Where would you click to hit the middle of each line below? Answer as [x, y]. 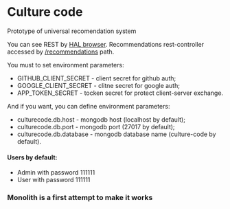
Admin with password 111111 [56, 173]
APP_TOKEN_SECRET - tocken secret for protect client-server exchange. [120, 93]
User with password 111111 [54, 180]
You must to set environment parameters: [66, 65]
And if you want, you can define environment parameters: [89, 106]
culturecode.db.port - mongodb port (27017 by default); [96, 126]
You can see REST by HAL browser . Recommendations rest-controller [106, 44]
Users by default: [32, 157]
